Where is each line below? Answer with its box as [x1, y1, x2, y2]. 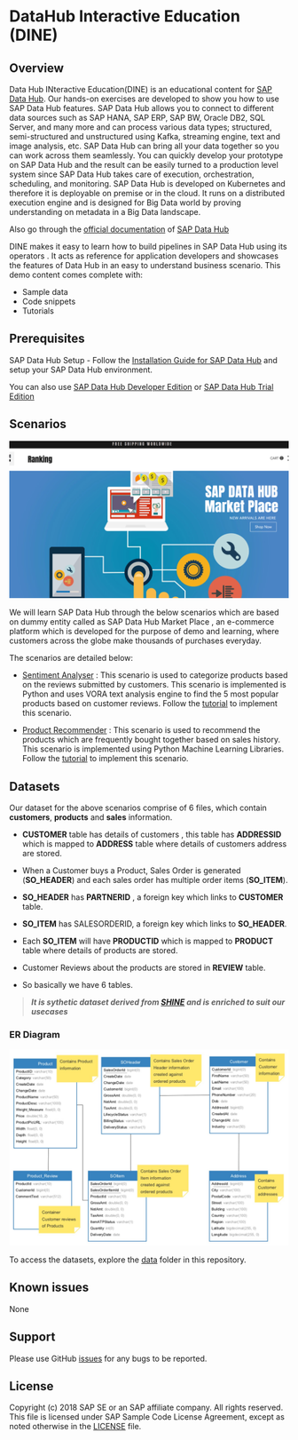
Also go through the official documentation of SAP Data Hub [9, 224, 229, 235]
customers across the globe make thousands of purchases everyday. [9, 635, 262, 646]
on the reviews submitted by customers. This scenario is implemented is [21, 680, 286, 690]
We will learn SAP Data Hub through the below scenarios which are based [9, 607, 279, 618]
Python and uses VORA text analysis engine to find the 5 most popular [21, 688, 279, 699]
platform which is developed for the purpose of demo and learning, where [9, 626, 279, 637]
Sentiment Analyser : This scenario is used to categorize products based [21, 670, 288, 680]
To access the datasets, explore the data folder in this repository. [9, 1254, 247, 1265]
